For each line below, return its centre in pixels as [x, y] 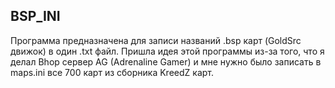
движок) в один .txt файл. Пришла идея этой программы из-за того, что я [167, 51]
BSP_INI [35, 16]
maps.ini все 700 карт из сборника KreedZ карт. [112, 72]
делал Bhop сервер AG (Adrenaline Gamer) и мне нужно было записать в [166, 61]
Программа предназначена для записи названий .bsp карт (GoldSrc [156, 40]
